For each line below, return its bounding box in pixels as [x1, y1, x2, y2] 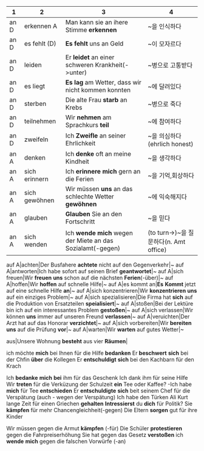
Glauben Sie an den [65, 210, 123, 218]
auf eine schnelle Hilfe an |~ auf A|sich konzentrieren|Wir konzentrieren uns [6, 287, 197, 294]
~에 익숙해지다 [148, 193, 187, 201]
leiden [24, 61, 42, 69]
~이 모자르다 [148, 40, 182, 48]
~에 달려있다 [148, 82, 182, 91]
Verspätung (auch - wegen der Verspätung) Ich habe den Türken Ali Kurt [6, 394, 188, 400]
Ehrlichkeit [65, 139, 96, 147]
